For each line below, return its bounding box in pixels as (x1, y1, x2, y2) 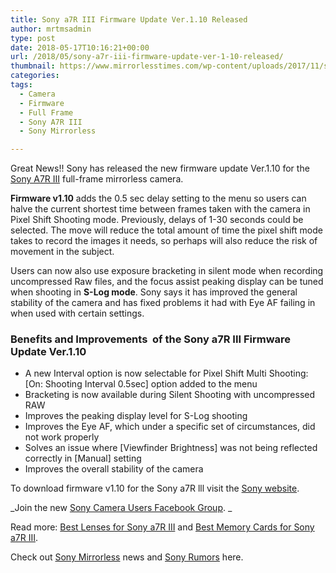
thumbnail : (10, 61, 56, 71)
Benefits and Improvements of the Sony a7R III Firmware (10, 332, 292, 346)
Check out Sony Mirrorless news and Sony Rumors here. (10, 551, 244, 563)
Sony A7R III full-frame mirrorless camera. (10, 173, 184, 185)
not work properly (24, 431, 100, 443)
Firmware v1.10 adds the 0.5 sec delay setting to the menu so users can (10, 192, 307, 205)
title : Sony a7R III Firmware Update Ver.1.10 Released (10, 14, 248, 25)
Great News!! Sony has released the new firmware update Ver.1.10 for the (10, 162, 310, 175)
